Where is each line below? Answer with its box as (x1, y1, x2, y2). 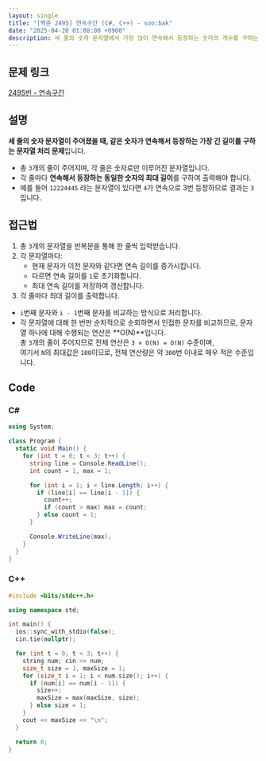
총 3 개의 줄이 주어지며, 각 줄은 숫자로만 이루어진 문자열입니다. (19, 162, 210, 172)
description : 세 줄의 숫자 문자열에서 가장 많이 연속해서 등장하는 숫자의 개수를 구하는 (8, 33, 259, 42)
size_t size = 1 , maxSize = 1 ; (22, 664, 126, 673)
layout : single (8, 11, 59, 20)
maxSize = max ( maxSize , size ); (37, 694, 141, 702)
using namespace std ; (8, 606, 80, 614)
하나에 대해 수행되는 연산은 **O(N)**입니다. (28, 327, 167, 337)
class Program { (8, 437, 62, 446)
